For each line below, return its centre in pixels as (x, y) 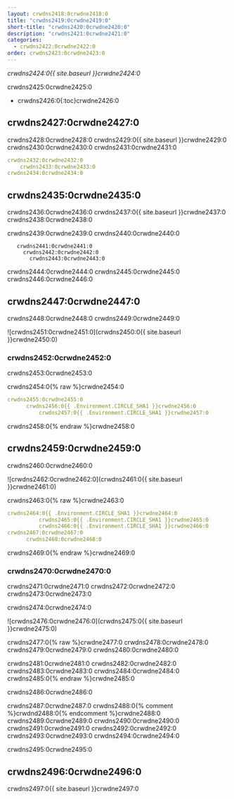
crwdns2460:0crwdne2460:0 (50, 465)
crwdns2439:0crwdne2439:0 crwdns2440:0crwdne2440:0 (94, 233)
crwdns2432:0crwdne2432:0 (45, 160)
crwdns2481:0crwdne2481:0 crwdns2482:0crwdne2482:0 (92, 664)
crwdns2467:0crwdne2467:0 (45, 533)
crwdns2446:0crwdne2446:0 (50, 279)
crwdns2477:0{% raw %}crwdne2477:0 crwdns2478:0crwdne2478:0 (108, 642)
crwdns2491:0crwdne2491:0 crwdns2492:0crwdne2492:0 (92, 728)
